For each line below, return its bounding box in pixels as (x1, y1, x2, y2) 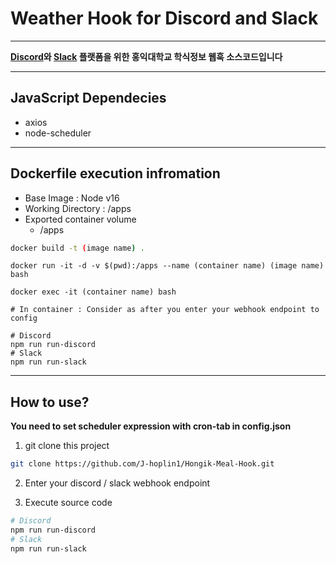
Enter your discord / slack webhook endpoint (24, 477, 211, 489)
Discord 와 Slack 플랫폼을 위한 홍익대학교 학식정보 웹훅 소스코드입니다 (10, 50, 283, 62)
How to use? (10, 393, 90, 411)
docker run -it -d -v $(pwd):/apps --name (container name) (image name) (10, 261, 325, 271)
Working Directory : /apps (24, 202, 132, 214)
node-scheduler (24, 127, 92, 139)
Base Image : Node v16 (24, 192, 120, 204)
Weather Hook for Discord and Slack (10, 7, 319, 30)
